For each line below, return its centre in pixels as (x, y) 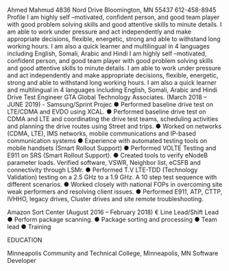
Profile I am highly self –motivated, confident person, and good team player (113, 17)
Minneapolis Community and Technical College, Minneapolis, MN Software (113, 253)
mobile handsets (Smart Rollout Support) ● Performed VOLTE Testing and (112, 148)
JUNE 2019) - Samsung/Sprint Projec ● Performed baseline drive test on (110, 104)
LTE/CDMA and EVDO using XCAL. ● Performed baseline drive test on (107, 112)
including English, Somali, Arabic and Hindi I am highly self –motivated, (107, 53)
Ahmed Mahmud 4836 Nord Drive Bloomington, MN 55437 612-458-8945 (112, 10)
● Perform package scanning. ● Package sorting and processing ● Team (112, 219)
